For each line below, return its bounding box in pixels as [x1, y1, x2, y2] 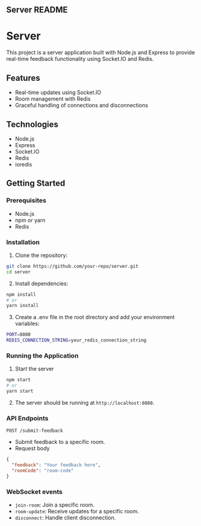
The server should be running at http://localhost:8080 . [14, 399, 155, 406]
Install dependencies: [14, 280, 69, 287]
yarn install [6, 303, 39, 309]
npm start [6, 377, 31, 383]
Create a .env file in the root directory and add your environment [14, 314, 175, 321]
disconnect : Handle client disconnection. [14, 514, 116, 521]
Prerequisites [6, 196, 46, 204]
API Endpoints [6, 414, 49, 422]
